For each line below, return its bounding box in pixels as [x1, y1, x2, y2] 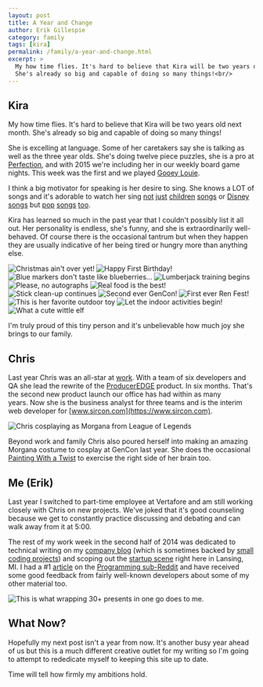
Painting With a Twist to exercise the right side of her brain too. [8, 453, 211, 463]
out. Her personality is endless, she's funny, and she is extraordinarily [8, 224, 233, 233]
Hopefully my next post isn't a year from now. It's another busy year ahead [8, 638, 249, 647]
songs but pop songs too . [8, 200, 92, 210]
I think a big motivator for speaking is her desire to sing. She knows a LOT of [8, 184, 254, 193]
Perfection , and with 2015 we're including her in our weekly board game [8, 160, 240, 170]
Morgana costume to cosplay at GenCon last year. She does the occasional [8, 445, 250, 455]
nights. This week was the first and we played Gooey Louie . [8, 168, 200, 177]
